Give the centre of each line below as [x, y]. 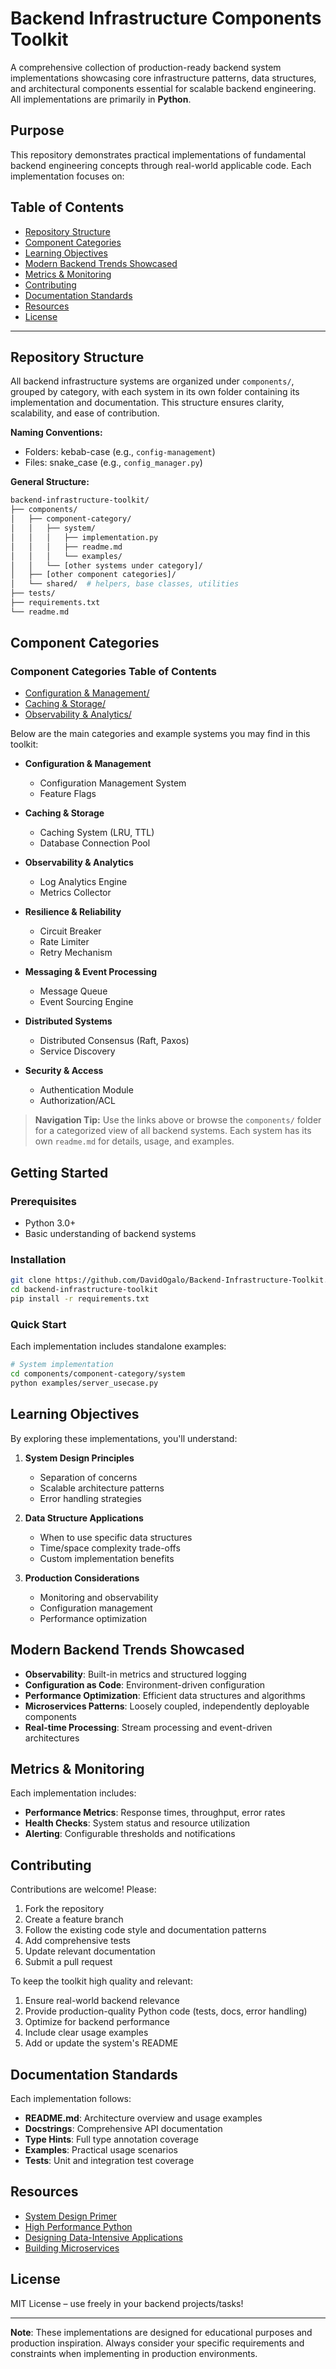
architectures [52, 1738]
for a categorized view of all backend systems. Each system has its [173, 1131]
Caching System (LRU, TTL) [97, 833]
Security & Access [64, 1071]
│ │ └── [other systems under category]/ [106, 565]
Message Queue [73, 991]
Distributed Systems [68, 1021]
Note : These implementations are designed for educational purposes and [161, 2332]
